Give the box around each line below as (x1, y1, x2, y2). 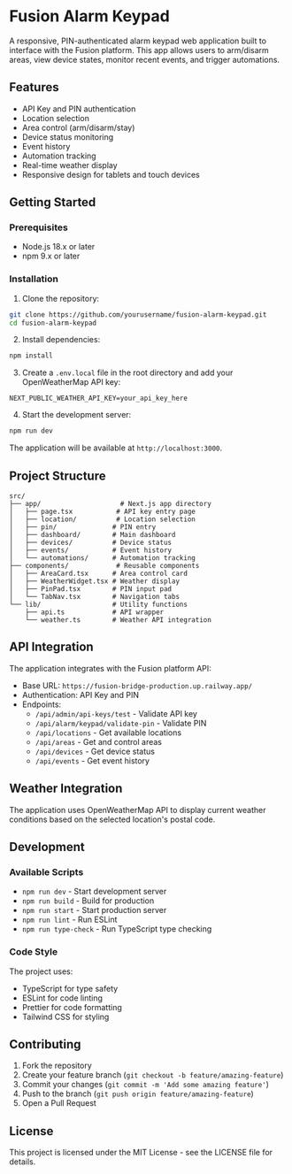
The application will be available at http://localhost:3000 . (9, 442, 223, 453)
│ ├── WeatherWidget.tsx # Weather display (9, 577, 180, 586)
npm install (9, 351, 53, 360)
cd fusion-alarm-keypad (9, 318, 97, 327)
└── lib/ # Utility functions (9, 600, 188, 610)
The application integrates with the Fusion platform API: (9, 663, 212, 673)
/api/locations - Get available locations (35, 727, 182, 738)
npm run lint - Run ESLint (21, 914, 118, 925)
